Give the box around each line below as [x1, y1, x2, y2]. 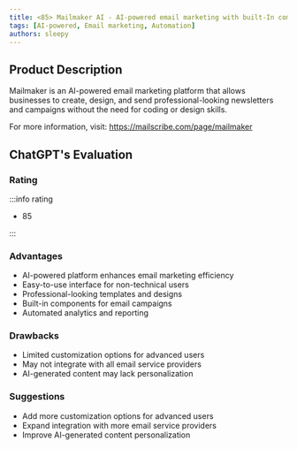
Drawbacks [9, 330, 59, 342]
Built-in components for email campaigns [21, 298, 172, 309]
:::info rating [9, 194, 53, 204]
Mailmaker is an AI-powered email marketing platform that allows [9, 86, 246, 96]
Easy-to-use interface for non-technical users [21, 279, 190, 290]
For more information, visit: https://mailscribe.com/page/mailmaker [9, 121, 254, 133]
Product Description [9, 62, 123, 77]
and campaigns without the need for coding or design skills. [9, 104, 228, 115]
